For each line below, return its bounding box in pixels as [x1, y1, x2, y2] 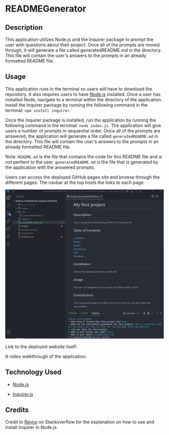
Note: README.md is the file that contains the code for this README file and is [5, 153, 162, 159]
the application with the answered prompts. [5, 164, 96, 170]
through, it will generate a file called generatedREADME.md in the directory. [5, 47, 162, 53]
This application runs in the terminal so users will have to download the [5, 86, 152, 92]
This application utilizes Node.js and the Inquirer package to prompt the [5, 36, 154, 42]
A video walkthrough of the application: [5, 353, 87, 359]
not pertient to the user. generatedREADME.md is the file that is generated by [5, 159, 158, 165]
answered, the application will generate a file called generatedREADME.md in [5, 133, 158, 139]
